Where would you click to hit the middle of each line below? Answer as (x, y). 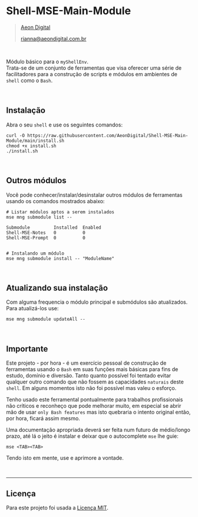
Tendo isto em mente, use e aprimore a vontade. (65, 458)
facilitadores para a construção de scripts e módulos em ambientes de (92, 74)
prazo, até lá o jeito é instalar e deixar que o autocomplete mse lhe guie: (92, 436)
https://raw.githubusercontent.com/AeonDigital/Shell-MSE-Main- (108, 135)
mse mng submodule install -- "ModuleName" (60, 258)
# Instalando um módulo (35, 253)
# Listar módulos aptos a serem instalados (60, 212)
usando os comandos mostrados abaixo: (55, 201)
